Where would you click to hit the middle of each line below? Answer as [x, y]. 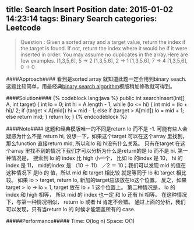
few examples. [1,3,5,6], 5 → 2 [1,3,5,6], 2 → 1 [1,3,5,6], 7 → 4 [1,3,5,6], [104, 60]
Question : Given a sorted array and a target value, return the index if [103, 42]
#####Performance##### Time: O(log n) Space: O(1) [70, 221]
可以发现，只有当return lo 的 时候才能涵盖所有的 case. [71, 209]
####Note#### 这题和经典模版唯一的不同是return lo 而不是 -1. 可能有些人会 [97, 129]
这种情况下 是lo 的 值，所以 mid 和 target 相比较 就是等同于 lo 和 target [90, 173]
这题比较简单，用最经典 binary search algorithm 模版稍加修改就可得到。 [91, 86]
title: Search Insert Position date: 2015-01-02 [90, 10]
